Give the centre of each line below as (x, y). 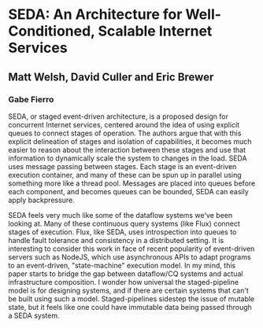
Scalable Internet (155, 31)
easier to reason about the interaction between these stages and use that (127, 149)
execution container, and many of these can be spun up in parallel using (125, 175)
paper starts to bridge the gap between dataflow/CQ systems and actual (126, 274)
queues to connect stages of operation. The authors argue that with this (125, 133)
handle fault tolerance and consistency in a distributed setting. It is (116, 240)
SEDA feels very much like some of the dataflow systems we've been (120, 215)
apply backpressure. (41, 200)
